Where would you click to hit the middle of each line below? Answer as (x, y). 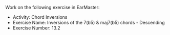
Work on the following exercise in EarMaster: (52, 7)
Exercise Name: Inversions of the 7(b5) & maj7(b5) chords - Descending (89, 23)
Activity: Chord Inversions (40, 17)
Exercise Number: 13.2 (36, 28)
